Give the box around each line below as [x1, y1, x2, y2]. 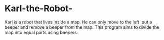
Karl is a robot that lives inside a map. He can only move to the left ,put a [4, 19, 152, 25]
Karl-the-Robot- [4, 3, 73, 14]
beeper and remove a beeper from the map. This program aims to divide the [4, 24, 160, 30]
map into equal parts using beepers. [4, 29, 79, 35]
